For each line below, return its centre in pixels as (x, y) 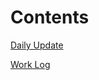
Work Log (30, 64)
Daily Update (37, 45)
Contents (50, 17)
